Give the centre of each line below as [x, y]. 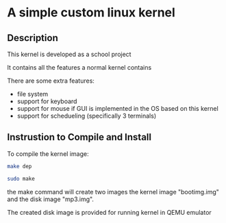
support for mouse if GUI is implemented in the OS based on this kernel [118, 108]
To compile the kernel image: [48, 154]
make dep [20, 166]
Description [33, 38]
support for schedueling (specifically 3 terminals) [86, 116]
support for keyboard [47, 101]
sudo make [21, 179]
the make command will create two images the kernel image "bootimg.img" [113, 192]
